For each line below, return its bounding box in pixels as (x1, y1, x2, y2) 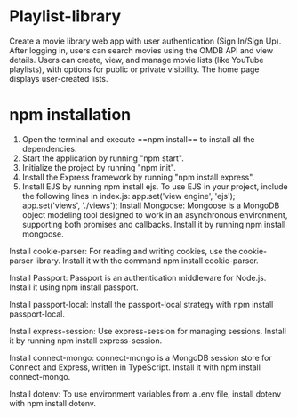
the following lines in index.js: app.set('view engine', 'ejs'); (21, 190, 236, 201)
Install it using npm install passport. (9, 282, 140, 293)
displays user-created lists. (9, 73, 108, 84)
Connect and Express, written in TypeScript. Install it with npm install (9, 362, 261, 373)
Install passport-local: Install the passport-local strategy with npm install (9, 299, 274, 309)
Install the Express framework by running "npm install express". (21, 172, 255, 182)
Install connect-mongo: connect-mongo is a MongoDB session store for (9, 352, 273, 363)
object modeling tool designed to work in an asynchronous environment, (21, 209, 288, 220)
